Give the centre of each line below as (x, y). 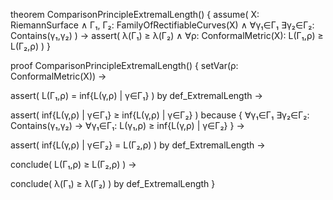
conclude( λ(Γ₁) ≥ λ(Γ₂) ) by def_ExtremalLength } (113, 183)
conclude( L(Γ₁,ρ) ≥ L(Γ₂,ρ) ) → (73, 164)
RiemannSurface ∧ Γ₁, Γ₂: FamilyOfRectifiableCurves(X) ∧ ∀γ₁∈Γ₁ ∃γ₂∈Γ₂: (162, 25)
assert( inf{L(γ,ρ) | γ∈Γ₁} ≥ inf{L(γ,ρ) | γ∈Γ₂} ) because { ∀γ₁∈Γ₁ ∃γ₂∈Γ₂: (160, 115)
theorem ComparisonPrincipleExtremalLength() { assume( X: (135, 14)
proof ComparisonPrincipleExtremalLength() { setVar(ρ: (124, 65)
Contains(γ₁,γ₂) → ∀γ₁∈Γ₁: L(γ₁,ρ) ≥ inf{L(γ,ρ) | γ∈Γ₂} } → (127, 125)
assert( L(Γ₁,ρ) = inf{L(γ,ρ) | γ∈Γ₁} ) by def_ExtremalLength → (136, 95)
